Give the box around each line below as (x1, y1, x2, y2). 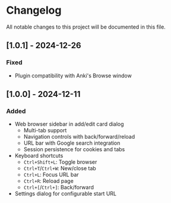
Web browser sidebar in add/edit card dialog (14, 120, 124, 128)
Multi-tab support (23, 127, 67, 134)
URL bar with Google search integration (23, 139, 121, 146)
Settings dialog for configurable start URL (14, 190, 117, 197)
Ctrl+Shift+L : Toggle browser (23, 158, 97, 165)
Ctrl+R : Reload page (23, 177, 74, 185)
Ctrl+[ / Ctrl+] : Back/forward (23, 184, 94, 191)
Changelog (6, 4, 62, 17)
